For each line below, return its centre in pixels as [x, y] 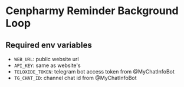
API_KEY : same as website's [47, 65]
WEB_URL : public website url [46, 59]
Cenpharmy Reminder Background [92, 11]
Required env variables [49, 45]
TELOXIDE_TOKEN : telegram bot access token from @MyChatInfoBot [94, 71]
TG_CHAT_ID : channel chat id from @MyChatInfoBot [75, 78]
